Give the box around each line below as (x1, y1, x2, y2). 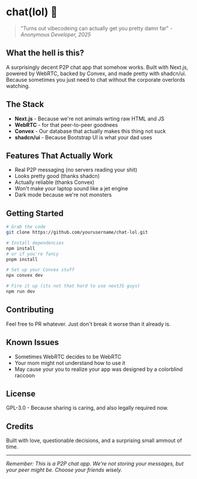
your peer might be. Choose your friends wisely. (6, 467, 123, 474)
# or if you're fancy (6, 251, 59, 257)
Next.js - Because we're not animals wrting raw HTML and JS (14, 115, 165, 122)
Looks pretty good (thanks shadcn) (14, 173, 100, 180)
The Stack (6, 99, 44, 109)
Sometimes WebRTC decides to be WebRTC (14, 353, 122, 360)
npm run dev (6, 289, 35, 294)
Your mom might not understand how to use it (14, 359, 125, 366)
